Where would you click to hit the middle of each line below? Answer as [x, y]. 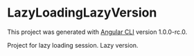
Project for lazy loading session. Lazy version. [73, 45]
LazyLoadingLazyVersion [82, 13]
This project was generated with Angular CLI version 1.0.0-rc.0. [97, 32]
